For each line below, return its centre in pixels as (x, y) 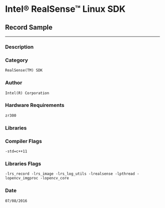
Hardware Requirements (35, 105)
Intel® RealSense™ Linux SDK (65, 9)
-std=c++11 (16, 151)
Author (14, 83)
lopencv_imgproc (22, 178)
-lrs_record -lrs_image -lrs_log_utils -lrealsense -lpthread (70, 174)
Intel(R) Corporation (27, 93)
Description (19, 47)
